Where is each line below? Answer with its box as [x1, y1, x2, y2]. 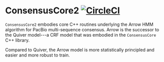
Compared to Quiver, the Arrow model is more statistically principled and [5, 47, 155, 53]
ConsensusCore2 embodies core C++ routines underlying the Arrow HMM [5, 21, 154, 27]
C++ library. [5, 37, 30, 43]
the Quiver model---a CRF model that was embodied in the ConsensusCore [5, 32, 156, 38]
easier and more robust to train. [5, 52, 70, 58]
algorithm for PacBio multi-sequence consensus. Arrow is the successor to [5, 26, 160, 32]
